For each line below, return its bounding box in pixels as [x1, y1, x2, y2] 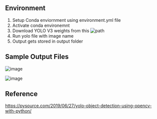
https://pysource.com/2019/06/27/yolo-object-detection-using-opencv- [5, 103, 152, 109]
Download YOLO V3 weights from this [12, 27, 90, 34]
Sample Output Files [5, 53, 69, 61]
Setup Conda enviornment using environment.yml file [12, 17, 121, 23]
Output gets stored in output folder [12, 38, 83, 44]
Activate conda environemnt [12, 22, 70, 28]
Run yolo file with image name [12, 33, 74, 39]
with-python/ [5, 108, 32, 114]
